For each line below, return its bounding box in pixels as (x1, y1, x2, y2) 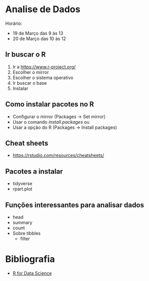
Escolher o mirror (12, 69, 49, 75)
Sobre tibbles (12, 230, 41, 236)
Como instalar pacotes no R (5, 100, 94, 109)
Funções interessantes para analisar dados (5, 200, 144, 209)
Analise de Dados (5, 4, 81, 15)
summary (12, 220, 33, 225)
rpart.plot (12, 186, 32, 192)
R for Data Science (12, 270, 52, 276)
